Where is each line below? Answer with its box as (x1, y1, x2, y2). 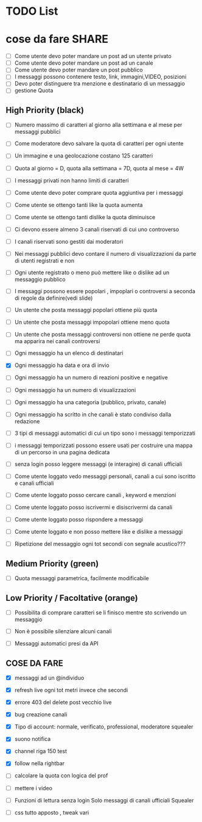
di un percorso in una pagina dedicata (14, 448, 110, 456)
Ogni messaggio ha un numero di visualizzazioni (14, 386, 136, 393)
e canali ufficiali (14, 479, 54, 487)
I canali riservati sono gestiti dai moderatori (14, 238, 124, 245)
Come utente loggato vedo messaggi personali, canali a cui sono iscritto (14, 472, 196, 480)
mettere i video (14, 784, 53, 791)
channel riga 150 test (14, 747, 68, 755)
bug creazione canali (14, 711, 68, 718)
